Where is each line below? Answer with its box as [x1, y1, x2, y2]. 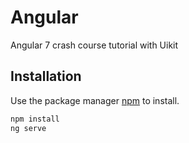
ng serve [10, 123, 47, 133]
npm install [10, 114, 60, 124]
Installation [10, 68, 82, 85]
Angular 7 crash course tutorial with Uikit [10, 39, 179, 51]
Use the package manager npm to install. [10, 94, 180, 106]
